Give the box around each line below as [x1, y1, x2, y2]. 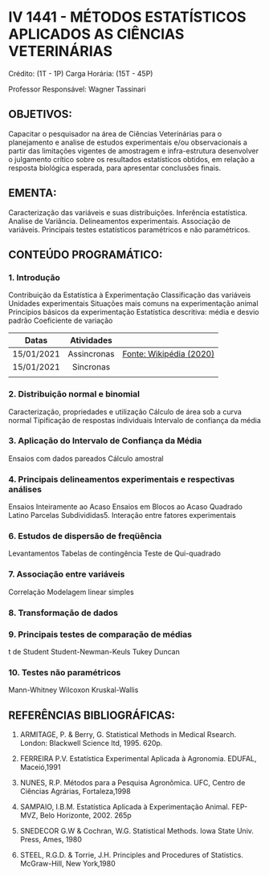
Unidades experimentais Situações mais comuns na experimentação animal [8, 299, 259, 308]
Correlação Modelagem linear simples [8, 587, 134, 597]
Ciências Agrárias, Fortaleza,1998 [19, 787, 131, 797]
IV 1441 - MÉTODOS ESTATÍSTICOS [8, 8, 247, 26]
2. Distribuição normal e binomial [8, 389, 141, 400]
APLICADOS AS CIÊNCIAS [8, 25, 185, 43]
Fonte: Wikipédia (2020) [122, 348, 215, 360]
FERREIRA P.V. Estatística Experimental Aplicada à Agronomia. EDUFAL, [19, 754, 257, 764]
